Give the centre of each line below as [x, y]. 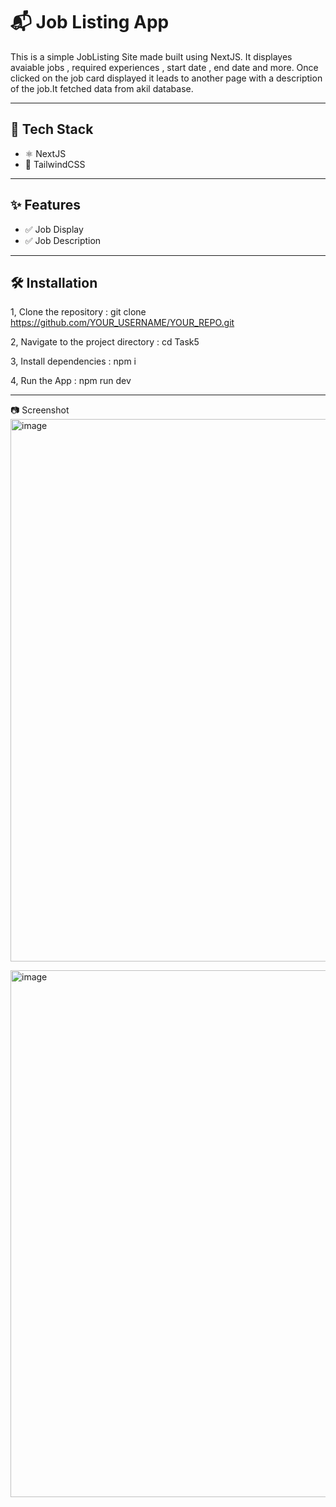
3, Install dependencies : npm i [73, 361]
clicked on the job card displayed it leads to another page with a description [166, 78]
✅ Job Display [54, 229]
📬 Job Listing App [90, 22]
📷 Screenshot [40, 410]
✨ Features [45, 205]
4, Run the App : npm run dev [71, 381]
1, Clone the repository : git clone [78, 312]
